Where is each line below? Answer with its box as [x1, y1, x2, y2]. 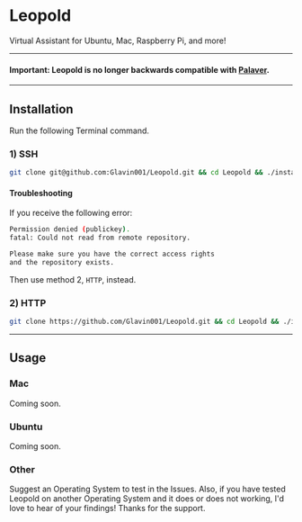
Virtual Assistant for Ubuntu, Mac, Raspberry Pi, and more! [9, 35, 226, 46]
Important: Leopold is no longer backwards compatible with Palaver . [9, 64, 270, 75]
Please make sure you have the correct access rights [9, 249, 216, 259]
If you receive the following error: [9, 208, 133, 219]
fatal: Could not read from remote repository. [9, 233, 191, 243]
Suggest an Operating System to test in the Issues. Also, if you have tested [9, 483, 286, 495]
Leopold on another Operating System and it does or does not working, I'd [9, 493, 285, 504]
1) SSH [9, 148, 39, 160]
